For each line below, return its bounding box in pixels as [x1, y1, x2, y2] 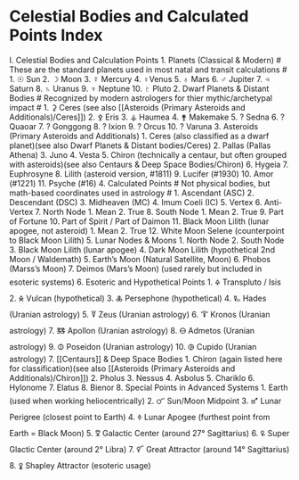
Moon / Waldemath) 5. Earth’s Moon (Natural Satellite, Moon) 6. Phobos [9, 253, 271, 264]
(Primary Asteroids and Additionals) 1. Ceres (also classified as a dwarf [9, 130, 270, 141]
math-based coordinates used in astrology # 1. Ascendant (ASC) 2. [9, 187, 255, 198]
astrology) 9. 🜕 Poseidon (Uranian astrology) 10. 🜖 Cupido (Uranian [9, 341, 257, 352]
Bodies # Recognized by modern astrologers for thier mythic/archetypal [9, 92, 273, 103]
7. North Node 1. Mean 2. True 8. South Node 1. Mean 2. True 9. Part [35, 206, 285, 217]
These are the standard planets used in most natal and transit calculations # [9, 64, 287, 75]
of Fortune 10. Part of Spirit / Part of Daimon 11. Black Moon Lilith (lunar [9, 216, 270, 227]
